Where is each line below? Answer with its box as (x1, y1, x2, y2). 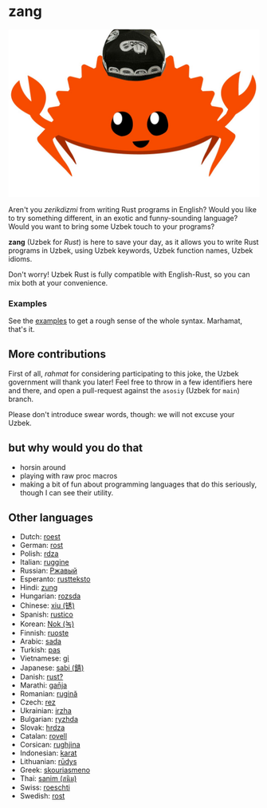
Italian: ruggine (19, 558, 69, 567)
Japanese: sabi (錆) (19, 663, 84, 672)
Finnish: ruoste (19, 629, 69, 638)
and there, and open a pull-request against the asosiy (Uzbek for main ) (8, 385, 241, 395)
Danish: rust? (19, 672, 64, 682)
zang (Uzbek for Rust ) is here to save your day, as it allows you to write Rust (8, 237, 259, 246)
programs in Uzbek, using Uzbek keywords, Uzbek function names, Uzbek (8, 246, 253, 255)
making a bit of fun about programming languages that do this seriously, (19, 479, 257, 489)
